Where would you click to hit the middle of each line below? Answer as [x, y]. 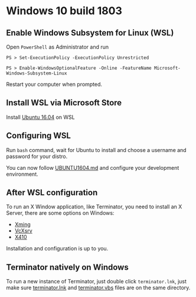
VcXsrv [23, 231]
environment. [22, 174]
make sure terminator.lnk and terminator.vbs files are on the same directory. [98, 288]
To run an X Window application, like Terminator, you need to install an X [94, 207]
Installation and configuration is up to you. [57, 248]
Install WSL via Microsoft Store [64, 103]
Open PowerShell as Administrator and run [58, 47]
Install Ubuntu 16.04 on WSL [40, 117]
